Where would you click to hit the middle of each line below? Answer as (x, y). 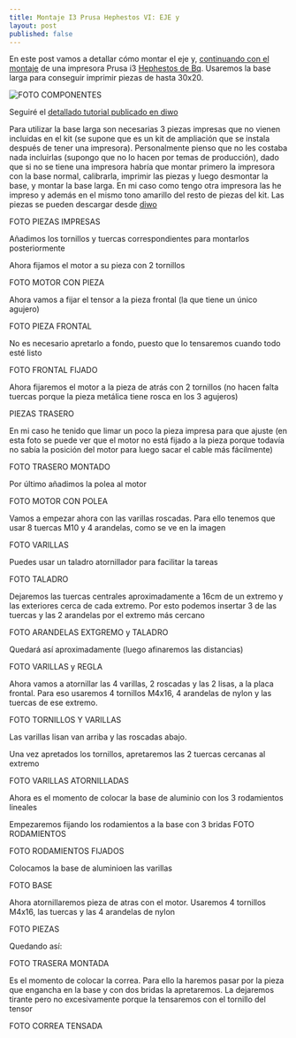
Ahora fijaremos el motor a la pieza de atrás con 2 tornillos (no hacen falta (144, 387)
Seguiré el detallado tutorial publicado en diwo (94, 112)
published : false (41, 34)
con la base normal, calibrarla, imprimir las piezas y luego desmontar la (139, 176)
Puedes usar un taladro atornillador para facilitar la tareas (114, 562)
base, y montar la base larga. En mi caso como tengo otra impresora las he (145, 186)
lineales (23, 808)
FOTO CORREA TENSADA (56, 1026)
